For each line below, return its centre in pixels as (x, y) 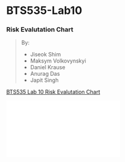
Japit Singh (44, 80)
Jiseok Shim (46, 55)
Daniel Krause (48, 67)
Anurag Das (45, 74)
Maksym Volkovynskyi (58, 61)
